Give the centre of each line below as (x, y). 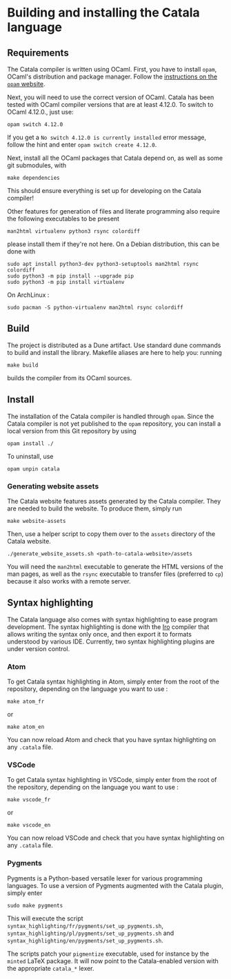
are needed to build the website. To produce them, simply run (95, 508)
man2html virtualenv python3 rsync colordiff (73, 231)
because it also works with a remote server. (69, 581)
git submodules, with (37, 165)
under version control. (39, 648)
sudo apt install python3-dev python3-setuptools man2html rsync (103, 264)
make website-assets (37, 521)
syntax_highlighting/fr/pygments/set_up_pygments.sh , (85, 925)
